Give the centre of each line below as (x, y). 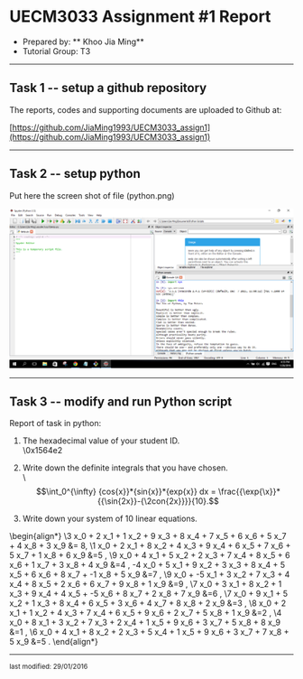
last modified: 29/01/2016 (49, 667)
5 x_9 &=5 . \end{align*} (54, 642)
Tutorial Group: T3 (56, 51)
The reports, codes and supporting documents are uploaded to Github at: (146, 109)
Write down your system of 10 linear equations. (110, 519)
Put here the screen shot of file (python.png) (92, 195)
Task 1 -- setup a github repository (108, 88)
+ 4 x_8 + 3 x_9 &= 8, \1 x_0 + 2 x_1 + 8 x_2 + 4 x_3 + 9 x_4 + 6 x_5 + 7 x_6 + (150, 546)
